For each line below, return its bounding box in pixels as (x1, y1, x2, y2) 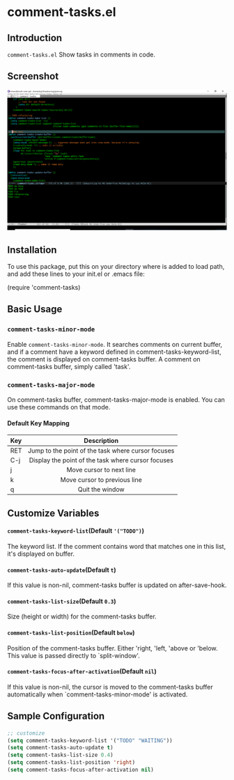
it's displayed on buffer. (7, 549, 75, 558)
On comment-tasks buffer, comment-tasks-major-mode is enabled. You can (7, 395, 225, 404)
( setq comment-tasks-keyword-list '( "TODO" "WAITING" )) (7, 737, 173, 744)
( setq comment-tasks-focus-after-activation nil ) (7, 767, 155, 774)
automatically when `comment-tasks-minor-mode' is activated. (7, 690, 188, 699)
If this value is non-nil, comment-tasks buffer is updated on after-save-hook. (7, 581, 227, 589)
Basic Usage (7, 304, 63, 315)
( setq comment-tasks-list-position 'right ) (7, 759, 136, 766)
